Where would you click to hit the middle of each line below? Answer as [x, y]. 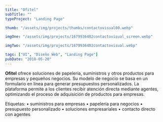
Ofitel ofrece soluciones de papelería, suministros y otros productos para [80, 73]
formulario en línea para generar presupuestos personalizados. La [72, 83]
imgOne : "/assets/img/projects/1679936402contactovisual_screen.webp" [79, 37]
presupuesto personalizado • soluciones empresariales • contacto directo [80, 109]
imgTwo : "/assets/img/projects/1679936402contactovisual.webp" [71, 46]
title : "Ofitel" [22, 10]
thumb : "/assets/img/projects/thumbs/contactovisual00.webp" [69, 28]
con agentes [18, 114]
